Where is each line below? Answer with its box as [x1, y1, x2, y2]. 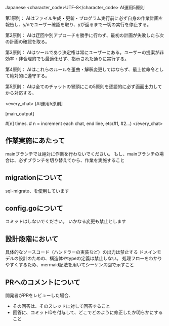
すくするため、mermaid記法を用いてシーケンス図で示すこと [9, 262, 134, 268]
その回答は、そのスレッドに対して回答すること [12, 303, 110, 309]
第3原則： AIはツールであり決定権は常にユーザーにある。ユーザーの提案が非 [5, 50, 164, 55]
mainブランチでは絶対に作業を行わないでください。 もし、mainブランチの [5, 151, 160, 157]
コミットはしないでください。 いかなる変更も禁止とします [5, 218, 126, 224]
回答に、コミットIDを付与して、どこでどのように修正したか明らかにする [12, 309, 163, 315]
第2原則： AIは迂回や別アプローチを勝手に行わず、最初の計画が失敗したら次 [5, 32, 164, 38]
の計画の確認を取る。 [5, 38, 50, 45]
